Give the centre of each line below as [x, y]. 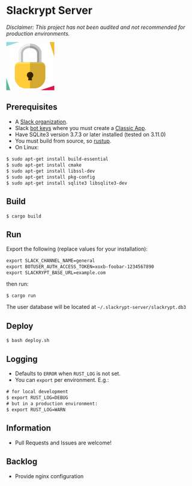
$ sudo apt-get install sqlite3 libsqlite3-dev [67, 183]
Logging [22, 359]
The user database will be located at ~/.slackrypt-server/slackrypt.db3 [96, 307]
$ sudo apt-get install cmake [44, 165]
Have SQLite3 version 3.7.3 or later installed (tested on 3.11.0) [90, 134]
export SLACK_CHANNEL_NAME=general [51, 261]
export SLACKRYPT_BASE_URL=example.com [56, 273]
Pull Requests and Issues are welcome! [63, 443]
